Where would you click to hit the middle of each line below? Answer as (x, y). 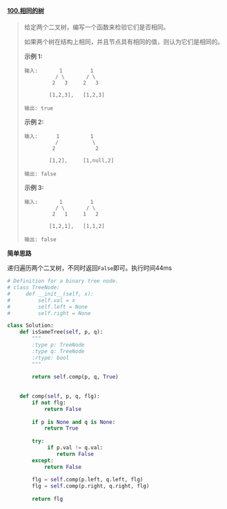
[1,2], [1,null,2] (82, 161)
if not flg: (49, 403)
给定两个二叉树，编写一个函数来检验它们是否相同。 (97, 27)
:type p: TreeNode (58, 345)
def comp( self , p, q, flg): (60, 396)
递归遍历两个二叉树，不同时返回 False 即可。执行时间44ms (90, 268)
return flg (48, 499)
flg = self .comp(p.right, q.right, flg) (91, 486)
